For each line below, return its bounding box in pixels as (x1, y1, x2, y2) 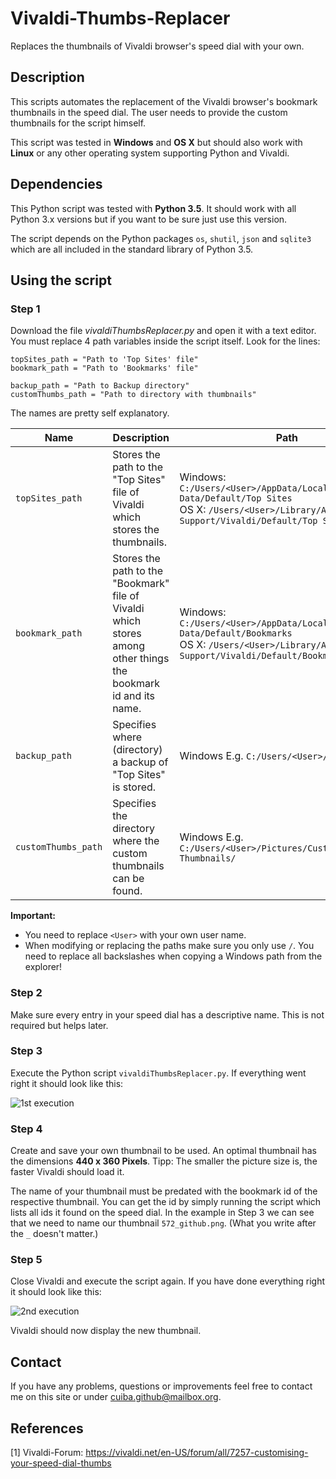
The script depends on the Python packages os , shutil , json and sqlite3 (10, 232, 312, 244)
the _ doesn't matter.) (10, 1228, 99, 1240)
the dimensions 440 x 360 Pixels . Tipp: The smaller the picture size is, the (10, 1155, 318, 1167)
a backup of (112, 755, 169, 769)
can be (112, 872, 145, 886)
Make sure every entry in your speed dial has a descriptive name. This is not (10, 1008, 325, 1021)
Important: (10, 910, 56, 922)
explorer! (24, 961, 63, 973)
